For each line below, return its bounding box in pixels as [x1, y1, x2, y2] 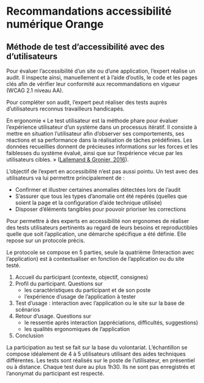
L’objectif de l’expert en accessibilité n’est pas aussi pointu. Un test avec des [6, 168, 199, 175]
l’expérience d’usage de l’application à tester [24, 293, 136, 300]
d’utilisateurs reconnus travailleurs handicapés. [6, 105, 125, 112]
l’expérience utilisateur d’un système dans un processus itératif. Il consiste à [6, 123, 197, 131]
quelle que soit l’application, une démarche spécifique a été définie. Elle [6, 230, 187, 238]
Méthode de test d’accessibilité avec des [6, 42, 165, 52]
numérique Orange [6, 17, 104, 31]
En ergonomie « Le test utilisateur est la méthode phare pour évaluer [6, 117, 178, 124]
